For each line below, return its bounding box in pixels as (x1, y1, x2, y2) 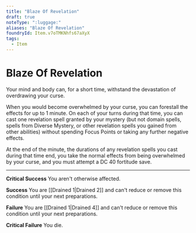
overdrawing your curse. (6, 92, 65, 99)
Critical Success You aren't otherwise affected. (6, 175, 121, 182)
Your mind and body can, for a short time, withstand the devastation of (6, 85, 176, 92)
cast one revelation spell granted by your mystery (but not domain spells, (6, 115, 182, 123)
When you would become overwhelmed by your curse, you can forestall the (6, 103, 188, 110)
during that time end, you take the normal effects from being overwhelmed (6, 152, 185, 159)
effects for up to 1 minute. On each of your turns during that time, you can (6, 109, 183, 117)
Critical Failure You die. (6, 221, 63, 228)
